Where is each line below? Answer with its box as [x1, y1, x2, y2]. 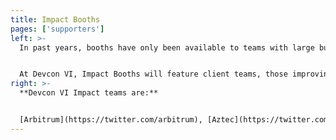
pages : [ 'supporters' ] [10, 24, 105, 34]
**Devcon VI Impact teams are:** [19, 88, 159, 98]
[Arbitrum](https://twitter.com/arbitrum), [19, 115, 203, 125]
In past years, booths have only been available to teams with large [19, 42, 315, 53]
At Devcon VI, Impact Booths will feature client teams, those [19, 69, 288, 80]
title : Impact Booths [10, 14, 101, 25]
